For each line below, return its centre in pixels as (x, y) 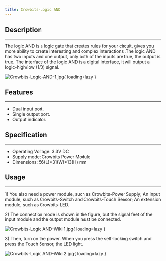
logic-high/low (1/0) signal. (32, 67)
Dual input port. (28, 109)
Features (19, 92)
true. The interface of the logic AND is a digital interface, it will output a (77, 62)
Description (23, 30)
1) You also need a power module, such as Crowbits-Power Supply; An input (83, 194)
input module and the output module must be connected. (63, 219)
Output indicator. (29, 120)
